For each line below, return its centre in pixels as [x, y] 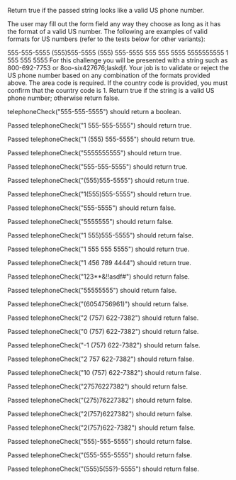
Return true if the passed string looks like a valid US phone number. [106, 10]
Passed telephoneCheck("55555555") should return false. [92, 290]
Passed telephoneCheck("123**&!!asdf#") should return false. [99, 277]
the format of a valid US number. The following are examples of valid [107, 32]
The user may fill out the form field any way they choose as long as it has [114, 24]
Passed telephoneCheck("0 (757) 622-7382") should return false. [103, 331]
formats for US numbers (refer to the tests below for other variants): [106, 39]
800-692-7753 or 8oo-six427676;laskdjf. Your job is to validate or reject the [118, 68]
